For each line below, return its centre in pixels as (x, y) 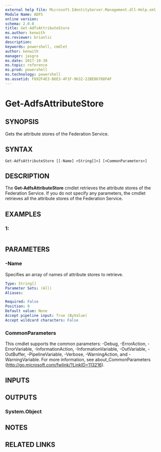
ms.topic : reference (27, 65)
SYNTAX (19, 150)
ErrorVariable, (19, 349)
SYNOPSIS (22, 122)
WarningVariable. (23, 360)
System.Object (24, 411)
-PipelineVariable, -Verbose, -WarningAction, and (77, 354)
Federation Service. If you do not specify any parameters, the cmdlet (76, 193)
